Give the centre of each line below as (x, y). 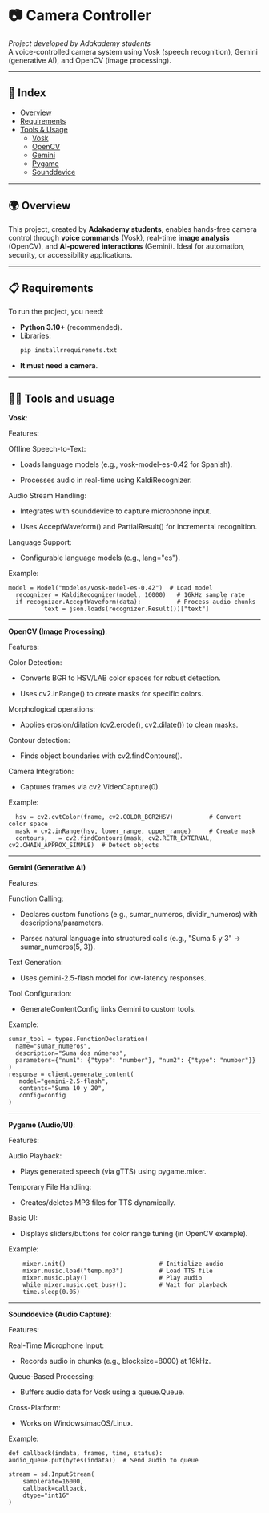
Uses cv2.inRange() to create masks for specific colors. (112, 694)
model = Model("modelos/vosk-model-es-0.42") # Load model (111, 588)
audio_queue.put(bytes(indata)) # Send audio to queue (103, 1461)
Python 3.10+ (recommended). (71, 327)
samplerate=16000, (53, 1482)
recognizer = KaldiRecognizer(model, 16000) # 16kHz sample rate (130, 595)
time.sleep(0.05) (52, 1292)
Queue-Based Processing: (52, 1377)
